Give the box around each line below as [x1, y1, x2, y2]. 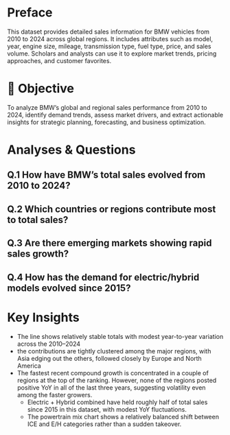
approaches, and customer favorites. [7, 56, 112, 64]
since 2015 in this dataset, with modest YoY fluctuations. [27, 405, 187, 413]
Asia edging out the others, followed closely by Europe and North [16, 354, 203, 362]
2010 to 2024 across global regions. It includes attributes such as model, [7, 34, 214, 43]
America [16, 362, 41, 370]
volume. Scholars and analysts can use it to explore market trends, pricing [7, 49, 217, 58]
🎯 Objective [7, 81, 74, 97]
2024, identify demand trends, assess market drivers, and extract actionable [7, 110, 224, 119]
